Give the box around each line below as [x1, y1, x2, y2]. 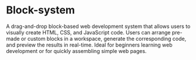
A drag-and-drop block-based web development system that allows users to [6, 23, 191, 30]
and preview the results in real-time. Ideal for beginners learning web [6, 41, 173, 48]
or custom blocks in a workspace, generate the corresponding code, [20, 35, 187, 42]
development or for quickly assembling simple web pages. [6, 47, 147, 54]
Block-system [6, 3, 75, 17]
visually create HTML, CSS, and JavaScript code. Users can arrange [6, 29, 171, 36]
